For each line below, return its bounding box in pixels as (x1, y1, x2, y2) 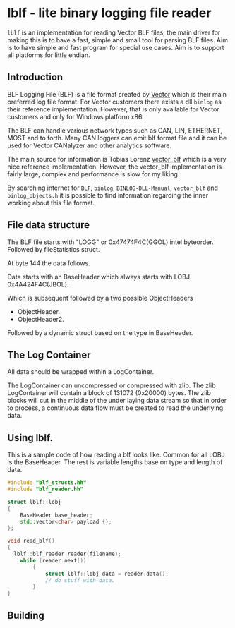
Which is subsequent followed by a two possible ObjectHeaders (7, 294, 193, 302)
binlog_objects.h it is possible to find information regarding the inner (7, 191, 209, 199)
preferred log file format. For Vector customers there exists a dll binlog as (7, 97, 222, 106)
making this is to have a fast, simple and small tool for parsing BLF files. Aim (7, 35, 228, 44)
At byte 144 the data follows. (7, 259, 90, 267)
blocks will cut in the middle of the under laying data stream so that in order (7, 397, 227, 405)
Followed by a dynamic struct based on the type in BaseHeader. (7, 328, 193, 337)
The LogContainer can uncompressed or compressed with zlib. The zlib (7, 381, 217, 390)
